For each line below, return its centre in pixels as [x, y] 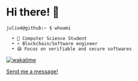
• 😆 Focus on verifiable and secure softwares [72, 49]
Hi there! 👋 [33, 12]
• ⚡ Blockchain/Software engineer [55, 43]
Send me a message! [32, 71]
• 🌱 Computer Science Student [49, 38]
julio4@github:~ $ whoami [38, 28]
